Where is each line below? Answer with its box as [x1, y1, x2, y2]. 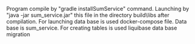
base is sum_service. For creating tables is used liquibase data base [6, 24, 177, 31]
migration [6, 31, 30, 38]
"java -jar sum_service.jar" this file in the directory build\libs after [6, 11, 169, 19]
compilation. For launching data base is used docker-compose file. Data [6, 18, 187, 25]
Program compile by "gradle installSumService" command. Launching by [6, 5, 190, 12]
